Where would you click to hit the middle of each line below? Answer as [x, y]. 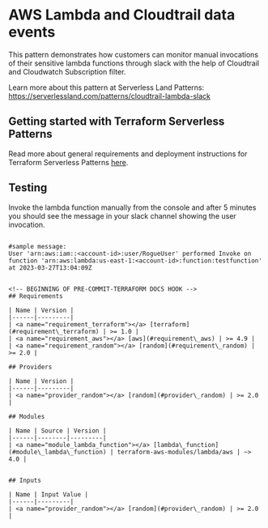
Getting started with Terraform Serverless [117, 122]
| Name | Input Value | [49, 494]
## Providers [30, 367]
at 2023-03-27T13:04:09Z [50, 268]
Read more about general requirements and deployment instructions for [128, 153]
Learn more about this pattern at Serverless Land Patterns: [106, 87]
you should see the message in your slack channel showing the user [122, 215]
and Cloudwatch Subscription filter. [67, 71]
